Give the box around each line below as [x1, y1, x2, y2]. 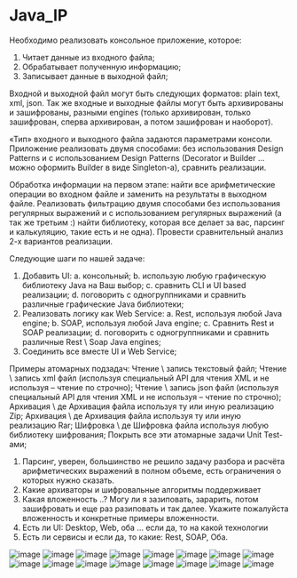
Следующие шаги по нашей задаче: [9, 253, 145, 263]
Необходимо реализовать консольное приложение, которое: [9, 35, 242, 45]
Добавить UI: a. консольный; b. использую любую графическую [21, 270, 267, 281]
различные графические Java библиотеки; [21, 299, 184, 309]
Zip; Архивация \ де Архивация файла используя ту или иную [9, 410, 242, 421]
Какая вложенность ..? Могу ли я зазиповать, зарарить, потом [21, 494, 259, 504]
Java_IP [9, 5, 68, 26]
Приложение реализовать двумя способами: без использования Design [9, 143, 284, 154]
